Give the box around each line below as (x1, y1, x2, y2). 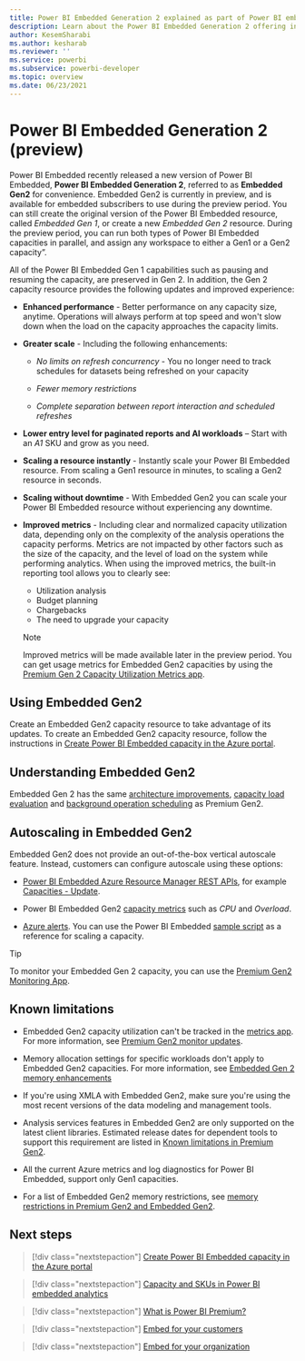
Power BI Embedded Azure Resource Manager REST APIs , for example (22, 876, 288, 887)
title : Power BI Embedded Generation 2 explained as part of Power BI (9, 13, 282, 23)
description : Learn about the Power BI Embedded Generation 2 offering (9, 22, 286, 31)
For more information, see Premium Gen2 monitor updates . (22, 1035, 243, 1046)
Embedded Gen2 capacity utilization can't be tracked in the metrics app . (22, 1026, 294, 1037)
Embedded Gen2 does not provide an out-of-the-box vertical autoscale (9, 849, 277, 859)
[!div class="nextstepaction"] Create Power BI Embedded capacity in (31, 1251, 290, 1262)
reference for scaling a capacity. (22, 930, 144, 941)
